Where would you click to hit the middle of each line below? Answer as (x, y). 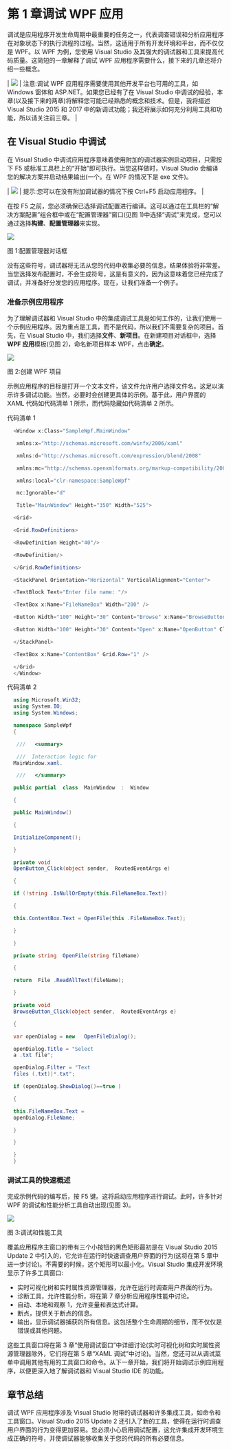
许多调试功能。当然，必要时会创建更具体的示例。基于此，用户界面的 (109, 395)
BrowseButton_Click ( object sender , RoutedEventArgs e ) (95, 1012)
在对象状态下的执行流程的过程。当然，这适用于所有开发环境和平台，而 (107, 43)
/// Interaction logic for (56, 756)
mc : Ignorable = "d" (41, 493)
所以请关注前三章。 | (48, 118)
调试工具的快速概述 (39, 1180)
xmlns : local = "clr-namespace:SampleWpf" (73, 481)
